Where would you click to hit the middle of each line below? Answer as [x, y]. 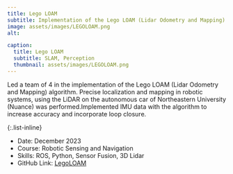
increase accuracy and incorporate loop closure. [77, 114]
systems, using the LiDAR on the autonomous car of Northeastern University [117, 99]
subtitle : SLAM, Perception [54, 59]
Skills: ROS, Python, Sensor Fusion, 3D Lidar [81, 155]
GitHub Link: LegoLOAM [52, 163]
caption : [20, 46]
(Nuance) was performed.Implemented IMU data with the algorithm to [107, 106]
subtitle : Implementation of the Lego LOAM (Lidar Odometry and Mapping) [116, 20]
